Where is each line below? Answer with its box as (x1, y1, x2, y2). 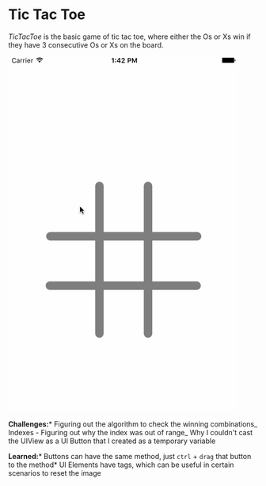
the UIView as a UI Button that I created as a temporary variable (8, 436, 216, 446)
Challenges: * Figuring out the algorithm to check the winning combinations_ (8, 419, 258, 429)
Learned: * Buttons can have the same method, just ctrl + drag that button (8, 451, 252, 461)
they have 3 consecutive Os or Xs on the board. (8, 40, 164, 49)
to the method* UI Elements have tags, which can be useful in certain (8, 460, 234, 469)
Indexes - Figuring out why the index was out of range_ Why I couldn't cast (8, 427, 253, 437)
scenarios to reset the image (8, 468, 101, 477)
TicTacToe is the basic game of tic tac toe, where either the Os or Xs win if (8, 32, 251, 41)
